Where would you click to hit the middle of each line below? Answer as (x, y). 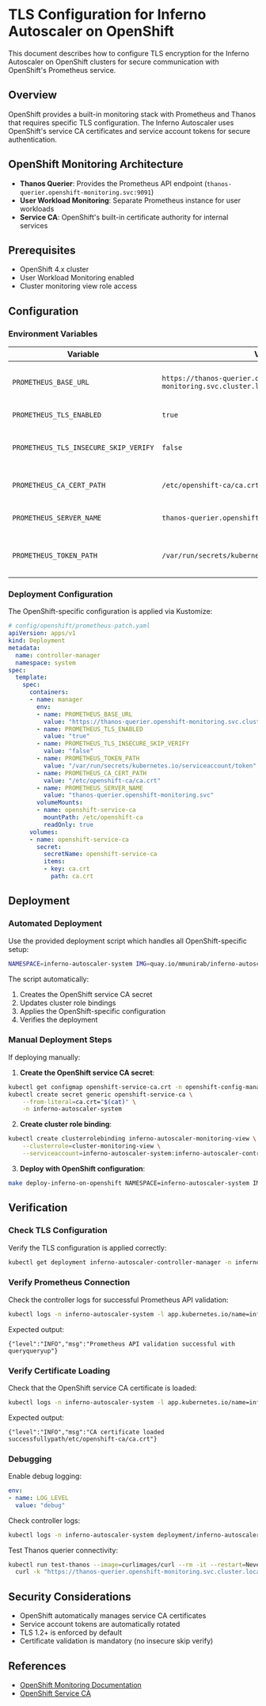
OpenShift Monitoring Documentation (81, 1685)
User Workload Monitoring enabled (77, 278)
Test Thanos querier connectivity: (63, 1550)
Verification (38, 1208)
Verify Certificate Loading (59, 1370)
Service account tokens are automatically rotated (100, 1624)
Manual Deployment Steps (60, 1040)
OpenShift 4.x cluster (54, 269)
